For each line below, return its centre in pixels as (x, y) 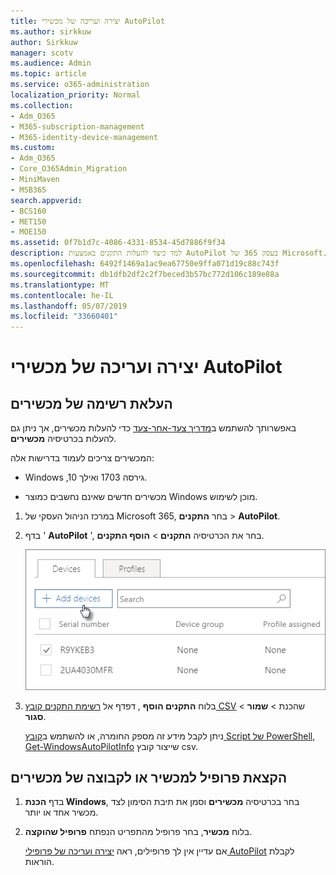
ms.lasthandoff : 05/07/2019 (69, 306)
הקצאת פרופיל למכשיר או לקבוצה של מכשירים (149, 777)
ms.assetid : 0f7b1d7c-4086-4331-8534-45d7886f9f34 (118, 243)
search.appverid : (46, 200)
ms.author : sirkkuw (51, 31)
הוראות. (39, 862)
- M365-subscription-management (77, 126)
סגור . (35, 716)
